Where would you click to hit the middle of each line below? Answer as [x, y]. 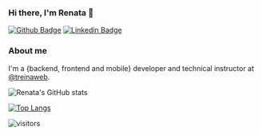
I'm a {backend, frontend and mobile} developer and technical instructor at [131, 68]
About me [28, 51]
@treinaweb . [29, 77]
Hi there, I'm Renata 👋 [51, 13]
